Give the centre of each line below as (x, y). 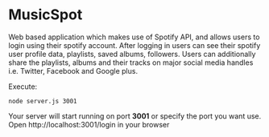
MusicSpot (46, 15)
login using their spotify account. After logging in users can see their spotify (134, 45)
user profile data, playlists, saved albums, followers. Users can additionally (132, 54)
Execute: (23, 87)
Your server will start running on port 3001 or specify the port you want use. (135, 116)
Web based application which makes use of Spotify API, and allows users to (134, 37)
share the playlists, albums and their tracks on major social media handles (131, 62)
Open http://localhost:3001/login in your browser (89, 124)
